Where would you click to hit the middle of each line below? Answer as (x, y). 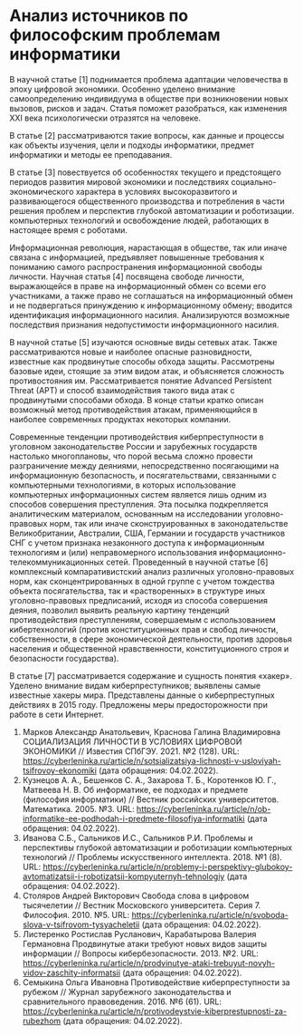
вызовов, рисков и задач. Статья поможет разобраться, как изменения (148, 108)
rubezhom (42, 1020)
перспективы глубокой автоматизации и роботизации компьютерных (157, 847)
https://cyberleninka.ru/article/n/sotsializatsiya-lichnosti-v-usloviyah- (152, 760)
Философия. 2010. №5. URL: (76, 914)
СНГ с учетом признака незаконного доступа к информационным (137, 542)
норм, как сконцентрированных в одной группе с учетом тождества (142, 581)
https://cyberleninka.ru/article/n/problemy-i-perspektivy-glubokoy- (168, 866)
